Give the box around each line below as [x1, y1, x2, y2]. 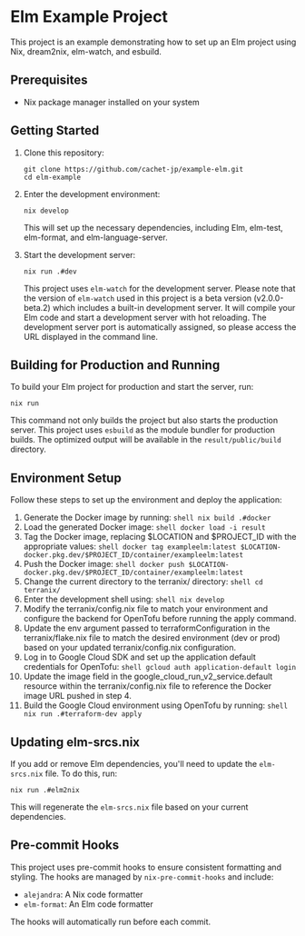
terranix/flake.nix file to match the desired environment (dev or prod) [23, 632, 280, 643]
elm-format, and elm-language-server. [23, 232, 168, 243]
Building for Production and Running [10, 357, 221, 373]
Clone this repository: [23, 147, 104, 158]
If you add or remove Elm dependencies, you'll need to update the [10, 759, 258, 769]
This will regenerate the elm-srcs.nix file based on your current [10, 802, 249, 812]
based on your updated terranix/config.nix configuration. [23, 642, 237, 653]
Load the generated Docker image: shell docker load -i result [23, 522, 266, 533]
